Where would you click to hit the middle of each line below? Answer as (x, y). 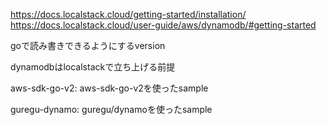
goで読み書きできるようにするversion (88, 45)
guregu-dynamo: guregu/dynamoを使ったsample (111, 109)
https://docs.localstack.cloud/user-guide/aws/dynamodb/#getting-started (163, 25)
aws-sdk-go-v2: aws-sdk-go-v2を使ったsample (109, 88)
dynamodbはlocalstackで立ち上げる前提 (93, 67)
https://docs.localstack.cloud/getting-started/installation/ (128, 14)
